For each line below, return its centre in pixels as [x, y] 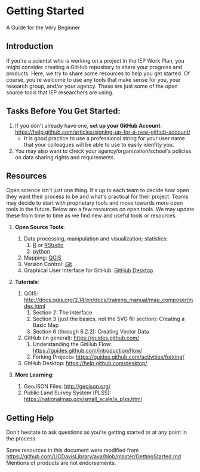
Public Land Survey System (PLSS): [67, 393]
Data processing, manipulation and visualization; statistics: [96, 239]
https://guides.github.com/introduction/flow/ [87, 351]
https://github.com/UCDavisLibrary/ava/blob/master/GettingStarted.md [93, 456]
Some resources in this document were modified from [73, 450]
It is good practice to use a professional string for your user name [104, 138]
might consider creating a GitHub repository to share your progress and [94, 67]
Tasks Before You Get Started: [63, 111]
